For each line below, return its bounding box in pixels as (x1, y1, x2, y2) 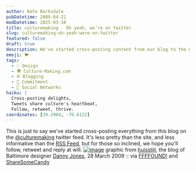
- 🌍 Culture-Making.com (11, 68, 71, 74)
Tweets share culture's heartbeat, (11, 100, 98, 107)
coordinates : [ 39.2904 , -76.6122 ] (6, 111, 90, 117)
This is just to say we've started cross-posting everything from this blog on (6, 128, 187, 135)
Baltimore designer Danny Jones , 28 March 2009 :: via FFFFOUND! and (6, 152, 178, 159)
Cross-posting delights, (11, 95, 72, 101)
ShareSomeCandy (6, 159, 50, 166)
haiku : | (6, 90, 27, 96)
